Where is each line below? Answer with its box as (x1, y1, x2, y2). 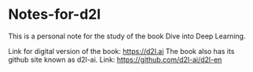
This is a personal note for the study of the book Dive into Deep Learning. (8, 31, 246, 41)
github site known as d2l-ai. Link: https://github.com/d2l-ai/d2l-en (8, 55, 222, 64)
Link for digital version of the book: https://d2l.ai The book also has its (8, 46, 235, 56)
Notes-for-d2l (8, 5, 101, 23)
